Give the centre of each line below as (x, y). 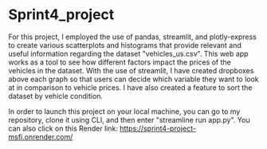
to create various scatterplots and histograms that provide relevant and (125, 45)
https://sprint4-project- (158, 128)
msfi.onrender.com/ (41, 136)
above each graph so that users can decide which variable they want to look (133, 79)
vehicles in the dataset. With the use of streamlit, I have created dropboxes (131, 70)
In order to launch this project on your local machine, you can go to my (124, 111)
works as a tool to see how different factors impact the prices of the (120, 62)
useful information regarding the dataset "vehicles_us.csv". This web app (128, 53)
